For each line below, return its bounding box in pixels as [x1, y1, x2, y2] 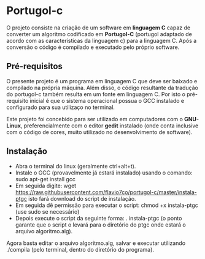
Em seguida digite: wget [15, 182, 77, 189]
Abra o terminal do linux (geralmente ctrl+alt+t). [15, 162, 136, 170]
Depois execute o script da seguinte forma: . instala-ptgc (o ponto [15, 214, 182, 222]
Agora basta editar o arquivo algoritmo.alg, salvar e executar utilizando [6, 239, 186, 247]
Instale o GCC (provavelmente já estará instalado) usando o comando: [15, 169, 193, 176]
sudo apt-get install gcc [15, 175, 75, 182]
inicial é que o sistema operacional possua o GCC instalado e [29, 97, 185, 104]
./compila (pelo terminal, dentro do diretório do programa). [6, 246, 155, 253]
